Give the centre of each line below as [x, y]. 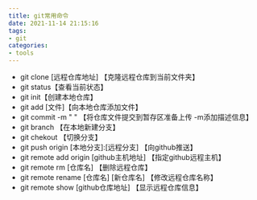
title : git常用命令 [39, 16]
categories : [28, 46]
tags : [17, 31]
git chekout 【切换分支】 [61, 137]
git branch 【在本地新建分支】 [70, 127]
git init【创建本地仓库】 [58, 97]
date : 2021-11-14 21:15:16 [54, 23]
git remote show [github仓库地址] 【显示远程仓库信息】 [111, 187]
